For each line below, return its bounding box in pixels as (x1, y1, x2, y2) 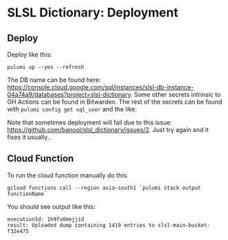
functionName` (7, 190, 48, 197)
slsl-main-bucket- (157, 221, 211, 228)
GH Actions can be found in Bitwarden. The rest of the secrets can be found (7, 98, 223, 106)
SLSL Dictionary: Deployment (7, 5, 179, 21)
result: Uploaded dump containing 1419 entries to (7, 221, 155, 228)
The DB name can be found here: (7, 76, 101, 84)
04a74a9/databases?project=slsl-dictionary (7, 91, 131, 98)
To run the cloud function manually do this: (7, 171, 128, 179)
